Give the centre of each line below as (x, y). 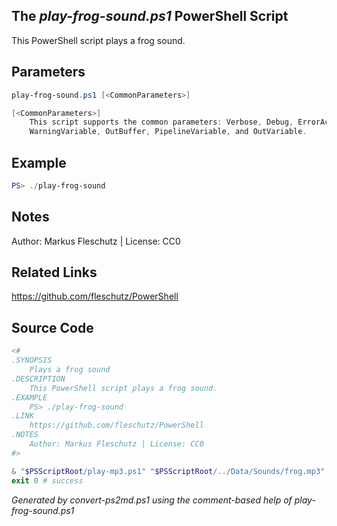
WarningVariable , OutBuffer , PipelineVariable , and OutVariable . (168, 132)
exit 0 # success (47, 480)
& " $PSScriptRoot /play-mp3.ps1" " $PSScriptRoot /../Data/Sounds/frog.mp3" (168, 471)
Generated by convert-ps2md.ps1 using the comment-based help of (152, 500)
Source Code (52, 327)
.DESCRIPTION (38, 379)
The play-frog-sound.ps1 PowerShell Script (150, 16)
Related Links (54, 272)
